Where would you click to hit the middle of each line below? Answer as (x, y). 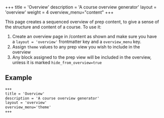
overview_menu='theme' (28, 107)
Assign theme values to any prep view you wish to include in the (76, 47)
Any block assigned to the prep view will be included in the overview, (82, 57)
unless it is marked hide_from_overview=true (57, 62)
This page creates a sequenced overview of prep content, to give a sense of (82, 22)
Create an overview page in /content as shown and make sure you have (84, 36)
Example (19, 78)
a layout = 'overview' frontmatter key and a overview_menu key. (77, 42)
